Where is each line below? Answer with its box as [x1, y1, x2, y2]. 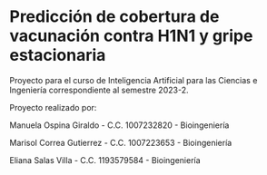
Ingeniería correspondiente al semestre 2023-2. [9, 84, 189, 95]
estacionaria [9, 45, 106, 65]
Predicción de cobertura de [9, 6, 220, 27]
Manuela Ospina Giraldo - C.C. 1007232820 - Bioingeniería [9, 120, 230, 131]
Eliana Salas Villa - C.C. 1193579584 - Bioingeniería [9, 154, 202, 165]
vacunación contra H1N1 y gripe [9, 25, 253, 46]
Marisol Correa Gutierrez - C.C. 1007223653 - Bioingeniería [9, 137, 232, 148]
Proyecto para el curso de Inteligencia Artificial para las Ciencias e [9, 74, 258, 85]
